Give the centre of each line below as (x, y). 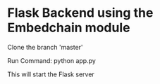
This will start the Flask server (51, 74)
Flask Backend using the (80, 13)
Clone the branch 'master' (45, 47)
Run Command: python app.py (52, 60)
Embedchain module (69, 28)
